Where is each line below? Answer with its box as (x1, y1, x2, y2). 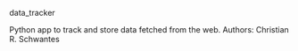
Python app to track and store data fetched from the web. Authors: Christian (9, 25, 290, 34)
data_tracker (9, 8, 55, 18)
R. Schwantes (9, 34, 60, 44)
